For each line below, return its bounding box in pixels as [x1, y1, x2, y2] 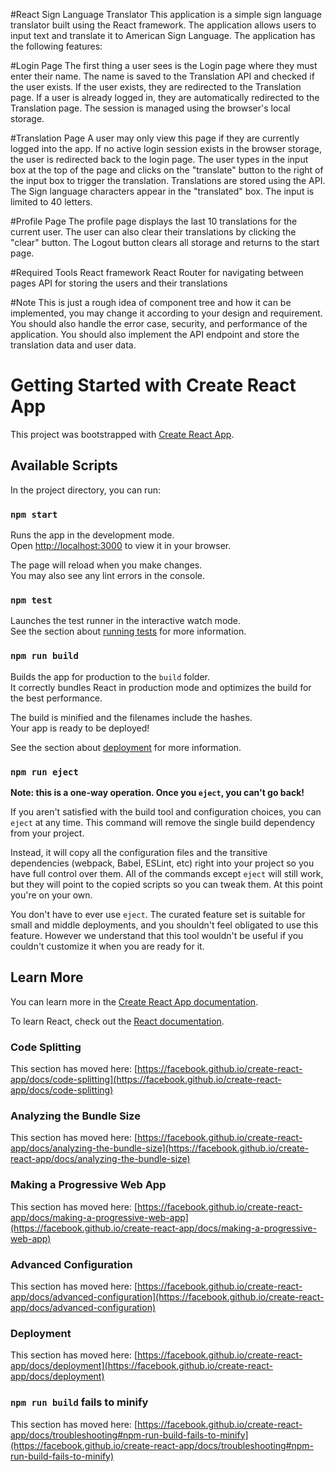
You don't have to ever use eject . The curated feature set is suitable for [10, 908, 306, 920]
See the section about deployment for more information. [10, 741, 242, 753]
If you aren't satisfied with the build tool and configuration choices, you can [10, 805, 322, 818]
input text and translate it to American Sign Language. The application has [10, 30, 316, 41]
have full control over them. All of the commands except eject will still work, [10, 867, 324, 879]
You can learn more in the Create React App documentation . [10, 995, 259, 1008]
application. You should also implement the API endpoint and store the [10, 329, 300, 340]
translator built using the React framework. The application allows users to [10, 19, 317, 31]
